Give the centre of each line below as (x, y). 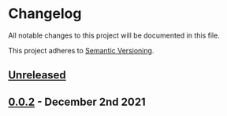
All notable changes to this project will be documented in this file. (114, 35)
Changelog (45, 14)
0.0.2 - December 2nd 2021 (77, 101)
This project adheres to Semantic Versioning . (81, 50)
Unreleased (37, 75)
